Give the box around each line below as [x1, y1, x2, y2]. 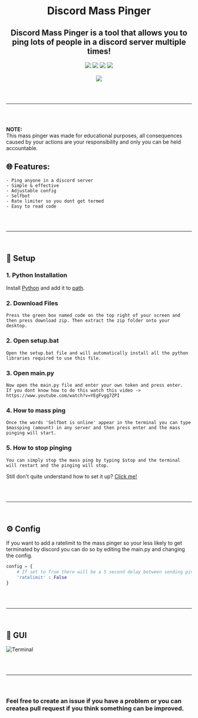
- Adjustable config [6, 187, 57, 193]
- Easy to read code [6, 203, 57, 209]
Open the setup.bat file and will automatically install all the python [6, 350, 189, 356]
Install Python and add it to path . [6, 284, 85, 292]
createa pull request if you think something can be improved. [6, 704, 184, 712]
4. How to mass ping [6, 406, 66, 415]
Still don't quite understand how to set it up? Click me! [6, 473, 137, 480]
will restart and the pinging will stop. [6, 463, 110, 468]
